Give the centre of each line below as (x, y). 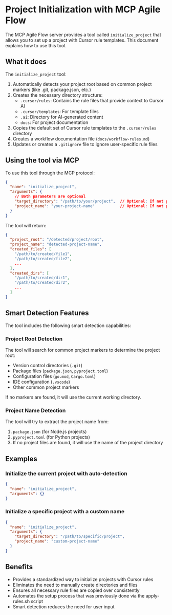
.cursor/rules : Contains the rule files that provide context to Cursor (92, 100)
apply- (153, 595)
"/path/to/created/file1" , (43, 254)
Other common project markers (46, 387)
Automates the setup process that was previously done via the (79, 595)
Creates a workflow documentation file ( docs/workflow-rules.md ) (81, 139)
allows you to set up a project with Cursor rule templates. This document (82, 40)
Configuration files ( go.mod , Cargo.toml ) (54, 376)
